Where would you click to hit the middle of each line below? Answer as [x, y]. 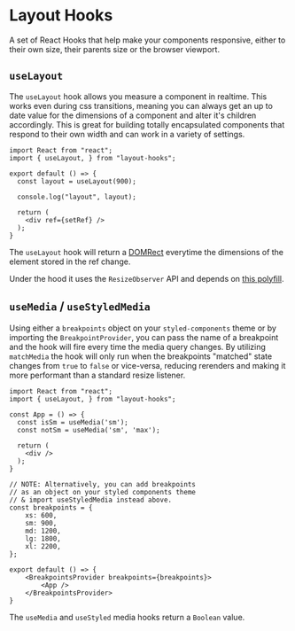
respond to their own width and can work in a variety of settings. [127, 134]
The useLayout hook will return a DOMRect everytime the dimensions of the [147, 252]
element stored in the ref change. [70, 261]
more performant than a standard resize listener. [97, 375]
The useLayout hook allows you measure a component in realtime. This [138, 96]
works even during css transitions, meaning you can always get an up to [141, 105]
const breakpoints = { [51, 507]
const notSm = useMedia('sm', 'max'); [89, 430]
